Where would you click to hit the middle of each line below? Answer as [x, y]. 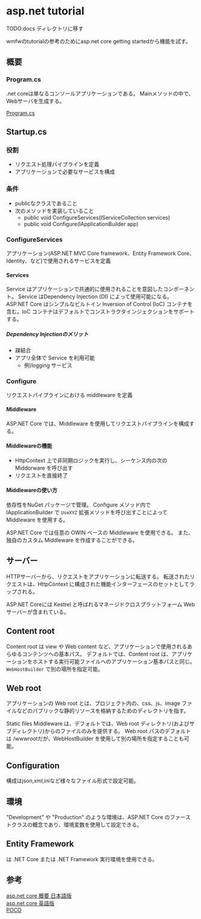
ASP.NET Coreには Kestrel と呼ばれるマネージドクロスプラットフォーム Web [100, 604]
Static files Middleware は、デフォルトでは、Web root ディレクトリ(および [98, 724]
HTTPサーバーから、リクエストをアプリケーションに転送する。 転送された [98, 576]
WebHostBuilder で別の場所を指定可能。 [55, 669]
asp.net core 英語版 [31, 903]
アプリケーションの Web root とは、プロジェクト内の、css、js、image [93, 703]
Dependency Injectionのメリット [47, 334]
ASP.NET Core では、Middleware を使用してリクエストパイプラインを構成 [98, 423]
